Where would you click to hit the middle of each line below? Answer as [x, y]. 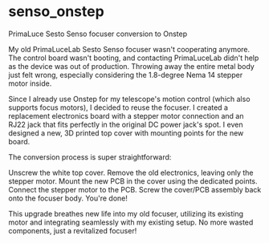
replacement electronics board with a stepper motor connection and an [126, 115]
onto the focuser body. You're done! [68, 198]
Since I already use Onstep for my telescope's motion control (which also [129, 99]
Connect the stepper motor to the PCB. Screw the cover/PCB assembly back [135, 189]
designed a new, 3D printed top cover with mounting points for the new [126, 133]
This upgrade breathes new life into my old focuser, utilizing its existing [126, 213]
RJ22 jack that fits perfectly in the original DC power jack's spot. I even [126, 124]
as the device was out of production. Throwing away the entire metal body [131, 66]
